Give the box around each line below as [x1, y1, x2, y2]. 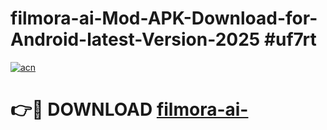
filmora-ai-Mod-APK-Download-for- [10, 7, 318, 30]
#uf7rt [263, 28, 317, 51]
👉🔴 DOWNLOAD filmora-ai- [10, 98, 249, 121]
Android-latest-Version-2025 [10, 28, 261, 51]
